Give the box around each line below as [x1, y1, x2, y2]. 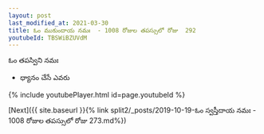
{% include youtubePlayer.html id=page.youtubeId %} [8, 90, 186, 100]
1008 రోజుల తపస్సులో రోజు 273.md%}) [8, 116, 127, 125]
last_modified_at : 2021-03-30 [8, 19, 109, 27]
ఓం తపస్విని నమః [8, 56, 59, 65]
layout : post [8, 11, 52, 20]
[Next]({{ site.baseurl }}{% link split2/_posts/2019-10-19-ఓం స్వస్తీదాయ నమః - [8, 105, 257, 115]
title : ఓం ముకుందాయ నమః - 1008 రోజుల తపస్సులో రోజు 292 [8, 26, 197, 34]
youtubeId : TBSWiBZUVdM [8, 33, 88, 42]
